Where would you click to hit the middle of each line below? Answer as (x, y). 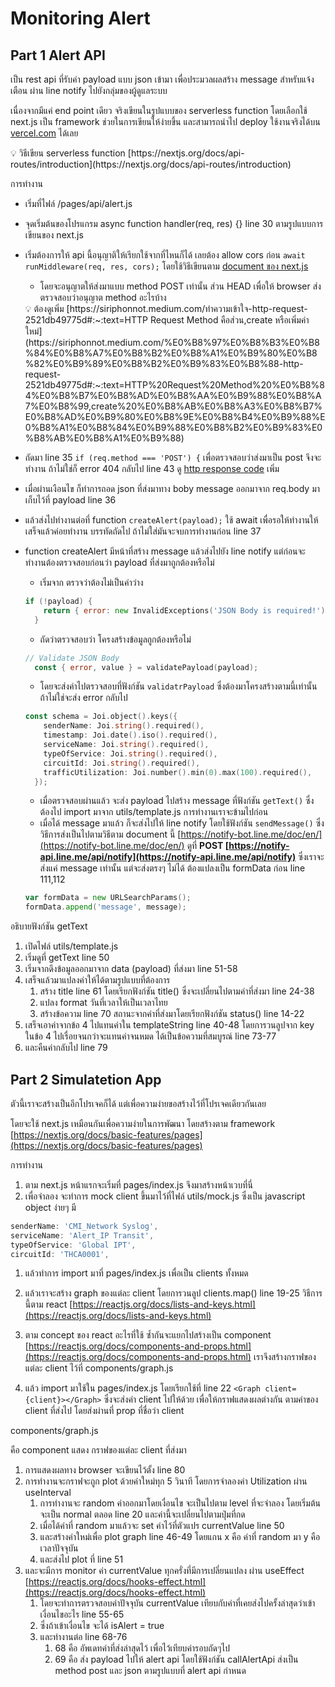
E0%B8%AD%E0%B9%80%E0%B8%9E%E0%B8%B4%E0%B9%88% (172, 416)
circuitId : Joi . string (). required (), (122, 763)
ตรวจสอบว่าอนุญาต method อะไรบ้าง (103, 297)
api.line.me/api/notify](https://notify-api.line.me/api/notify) (168, 857)
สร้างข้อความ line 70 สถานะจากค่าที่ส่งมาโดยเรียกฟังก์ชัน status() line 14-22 (172, 1014)
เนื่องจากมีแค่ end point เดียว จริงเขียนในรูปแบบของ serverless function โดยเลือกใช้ (159, 110)
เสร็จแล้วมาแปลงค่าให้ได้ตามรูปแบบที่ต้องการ (97, 980)
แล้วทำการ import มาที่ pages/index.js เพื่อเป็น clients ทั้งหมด (136, 1273)
